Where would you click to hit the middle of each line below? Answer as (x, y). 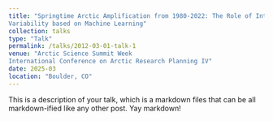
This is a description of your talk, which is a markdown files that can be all (132, 99)
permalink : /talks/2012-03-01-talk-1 (72, 46)
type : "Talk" (30, 39)
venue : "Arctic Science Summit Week (70, 54)
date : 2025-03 (32, 69)
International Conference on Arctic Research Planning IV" (110, 62)
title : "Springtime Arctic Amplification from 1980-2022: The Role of (130, 16)
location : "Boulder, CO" (50, 76)
